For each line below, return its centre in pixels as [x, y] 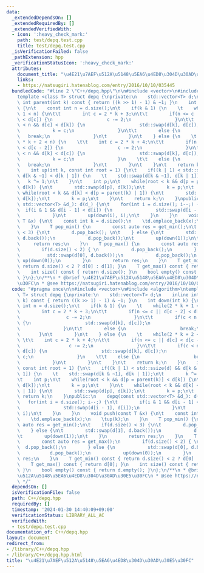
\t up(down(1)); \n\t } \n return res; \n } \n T [107, 436]
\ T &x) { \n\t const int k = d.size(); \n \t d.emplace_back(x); [107, 221]
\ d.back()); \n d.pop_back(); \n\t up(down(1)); [103, 238]
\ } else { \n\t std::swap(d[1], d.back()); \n [90, 430]
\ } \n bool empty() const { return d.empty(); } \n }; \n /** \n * [102, 470]
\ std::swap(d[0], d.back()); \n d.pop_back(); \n [107, 255]
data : [13, 12]
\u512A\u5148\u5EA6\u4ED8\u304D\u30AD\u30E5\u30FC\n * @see [95, 476]
